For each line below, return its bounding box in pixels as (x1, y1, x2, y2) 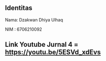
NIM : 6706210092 (5, 26, 42, 32)
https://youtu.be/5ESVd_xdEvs (5, 48, 101, 57)
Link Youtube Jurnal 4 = (5, 41, 78, 49)
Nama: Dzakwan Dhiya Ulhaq (5, 17, 63, 22)
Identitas (5, 4, 32, 12)
